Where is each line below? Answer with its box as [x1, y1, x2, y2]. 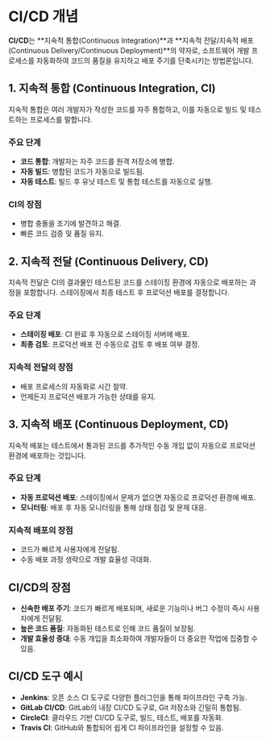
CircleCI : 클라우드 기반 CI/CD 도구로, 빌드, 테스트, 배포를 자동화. [19, 713, 224, 722]
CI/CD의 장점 [8, 580, 71, 594]
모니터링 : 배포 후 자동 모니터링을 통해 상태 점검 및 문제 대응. [19, 502, 207, 512]
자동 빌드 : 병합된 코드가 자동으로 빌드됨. [19, 167, 145, 177]
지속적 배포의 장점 [8, 525, 74, 536]
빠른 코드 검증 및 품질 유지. [19, 229, 105, 239]
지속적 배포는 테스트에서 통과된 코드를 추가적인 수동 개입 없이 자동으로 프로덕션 [8, 440, 256, 450]
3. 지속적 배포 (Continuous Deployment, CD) [8, 418, 229, 431]
